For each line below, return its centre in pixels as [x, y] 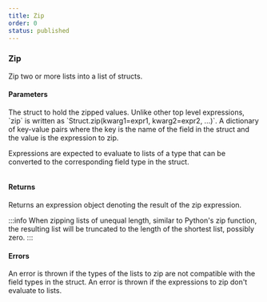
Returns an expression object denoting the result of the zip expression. [125, 205]
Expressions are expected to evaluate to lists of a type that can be [117, 153]
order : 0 [23, 23]
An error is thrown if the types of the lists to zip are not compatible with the [132, 274]
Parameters [28, 95]
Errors [19, 256]
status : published [39, 30]
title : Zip [26, 16]
